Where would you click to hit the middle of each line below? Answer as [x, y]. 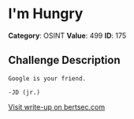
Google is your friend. [47, 78]
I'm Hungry [46, 14]
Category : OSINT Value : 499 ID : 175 [67, 35]
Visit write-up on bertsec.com [56, 106]
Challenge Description [64, 60]
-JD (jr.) [24, 92]
